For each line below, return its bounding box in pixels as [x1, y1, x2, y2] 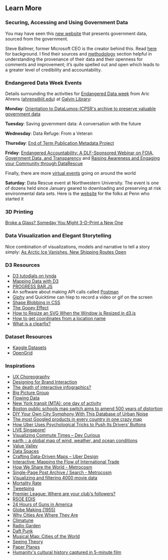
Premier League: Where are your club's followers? [12, 491, 116, 497]
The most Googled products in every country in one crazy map [12, 416, 142, 422]
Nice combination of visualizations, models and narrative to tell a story [5, 243, 150, 249]
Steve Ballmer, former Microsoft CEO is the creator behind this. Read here [5, 45, 157, 52]
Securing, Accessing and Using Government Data [5, 19, 128, 26]
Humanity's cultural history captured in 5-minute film [12, 549, 121, 555]
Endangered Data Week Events [5, 79, 82, 86]
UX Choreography [12, 374, 50, 380]
